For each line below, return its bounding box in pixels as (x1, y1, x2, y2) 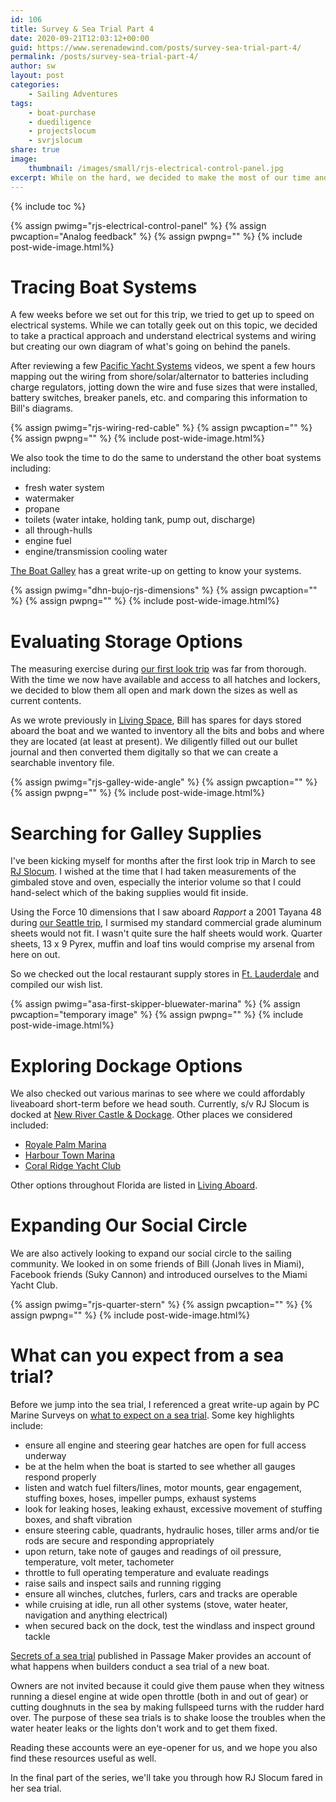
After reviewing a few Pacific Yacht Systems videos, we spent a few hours (10, 360, 316, 372)
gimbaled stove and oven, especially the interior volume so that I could (10, 876, 302, 888)
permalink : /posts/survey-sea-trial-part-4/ (10, 52, 199, 62)
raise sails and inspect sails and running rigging (24, 1577, 222, 1590)
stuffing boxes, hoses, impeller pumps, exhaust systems (24, 1492, 257, 1505)
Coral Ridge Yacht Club (24, 1160, 122, 1172)
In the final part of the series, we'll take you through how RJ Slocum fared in (10, 1772, 323, 1784)
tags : (10, 98, 33, 108)
